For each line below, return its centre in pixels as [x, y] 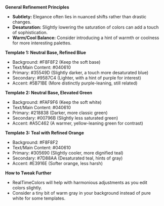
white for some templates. [39, 198]
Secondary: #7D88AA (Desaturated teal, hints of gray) [67, 158]
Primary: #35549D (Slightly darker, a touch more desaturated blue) [80, 73]
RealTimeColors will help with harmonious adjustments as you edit [80, 183]
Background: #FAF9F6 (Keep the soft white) [57, 102]
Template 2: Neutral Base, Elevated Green [49, 93]
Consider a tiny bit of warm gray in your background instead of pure [82, 193]
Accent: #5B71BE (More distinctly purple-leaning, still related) [75, 83]
